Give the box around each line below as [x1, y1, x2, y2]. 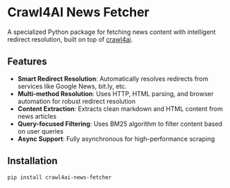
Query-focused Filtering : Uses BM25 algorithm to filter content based [17, 119, 223, 128]
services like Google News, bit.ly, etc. [17, 82, 127, 90]
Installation [7, 155, 58, 167]
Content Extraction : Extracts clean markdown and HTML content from [17, 104, 224, 113]
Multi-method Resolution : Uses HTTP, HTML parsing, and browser [17, 89, 214, 98]
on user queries [17, 127, 63, 135]
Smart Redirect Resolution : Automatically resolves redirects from [17, 74, 209, 83]
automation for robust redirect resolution [17, 97, 136, 105]
